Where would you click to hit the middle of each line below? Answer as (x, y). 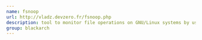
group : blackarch (28, 28)
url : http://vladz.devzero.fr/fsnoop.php (59, 17)
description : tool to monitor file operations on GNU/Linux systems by (98, 22)
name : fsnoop (23, 11)
